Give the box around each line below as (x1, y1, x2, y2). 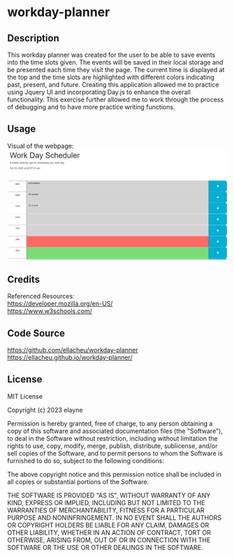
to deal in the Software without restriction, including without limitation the (7, 434, 218, 442)
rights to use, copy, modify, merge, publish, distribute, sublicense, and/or (7, 441, 218, 450)
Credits (7, 273, 41, 285)
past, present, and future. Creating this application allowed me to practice (7, 81, 219, 88)
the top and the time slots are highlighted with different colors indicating (7, 73, 214, 81)
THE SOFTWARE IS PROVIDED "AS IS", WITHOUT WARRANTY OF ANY (7, 491, 211, 500)
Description (7, 32, 59, 44)
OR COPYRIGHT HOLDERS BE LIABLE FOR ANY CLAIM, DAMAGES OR (7, 521, 210, 529)
